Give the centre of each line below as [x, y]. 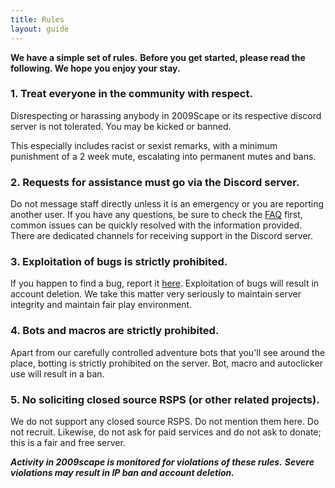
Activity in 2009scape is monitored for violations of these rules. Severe [162, 462]
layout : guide [40, 29]
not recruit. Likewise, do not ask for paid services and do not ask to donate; [166, 432]
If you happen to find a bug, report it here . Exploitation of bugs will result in [165, 283]
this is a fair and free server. [68, 442]
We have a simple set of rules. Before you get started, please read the [158, 57]
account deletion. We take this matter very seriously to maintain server [156, 294]
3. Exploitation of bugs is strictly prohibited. [119, 262]
